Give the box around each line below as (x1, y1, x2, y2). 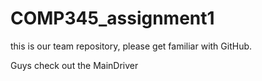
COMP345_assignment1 (10, 7, 215, 30)
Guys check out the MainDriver (10, 59, 139, 71)
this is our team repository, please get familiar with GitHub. (10, 40, 253, 52)
